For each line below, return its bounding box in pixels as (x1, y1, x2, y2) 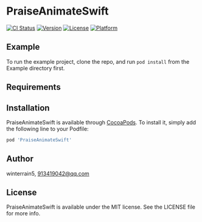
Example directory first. (6, 64, 65, 72)
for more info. (6, 210, 41, 217)
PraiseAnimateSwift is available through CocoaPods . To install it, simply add (6, 118, 197, 126)
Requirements (6, 82, 61, 92)
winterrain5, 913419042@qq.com (6, 170, 89, 177)
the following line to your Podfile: (6, 125, 89, 132)
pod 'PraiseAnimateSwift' (6, 136, 72, 143)
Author (6, 153, 33, 164)
